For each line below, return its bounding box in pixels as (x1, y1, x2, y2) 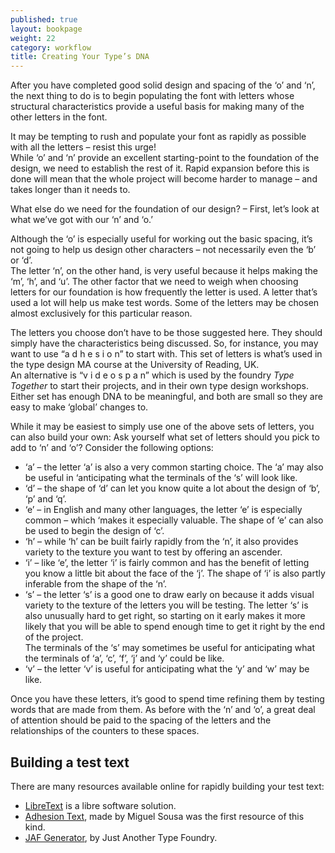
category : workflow (10, 42, 92, 53)
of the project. (24, 631, 84, 643)
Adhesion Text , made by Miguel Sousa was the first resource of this (24, 810, 305, 822)
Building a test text (10, 754, 130, 771)
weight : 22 (10, 33, 56, 43)
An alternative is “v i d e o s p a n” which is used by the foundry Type (10, 369, 295, 381)
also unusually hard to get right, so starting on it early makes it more (24, 610, 306, 622)
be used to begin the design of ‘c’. (24, 525, 165, 537)
